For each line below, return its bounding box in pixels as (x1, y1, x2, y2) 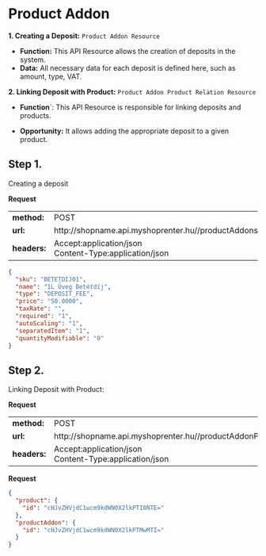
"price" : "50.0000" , (15, 297, 83, 305)
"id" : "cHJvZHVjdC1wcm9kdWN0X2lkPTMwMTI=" (22, 526, 165, 534)
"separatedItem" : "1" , (15, 327, 90, 335)
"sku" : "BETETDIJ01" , (15, 275, 87, 283)
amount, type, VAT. (19, 71, 82, 81)
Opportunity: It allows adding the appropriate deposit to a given (19, 126, 230, 136)
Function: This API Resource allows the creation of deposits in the (19, 46, 236, 56)
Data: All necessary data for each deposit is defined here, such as (19, 63, 236, 72)
